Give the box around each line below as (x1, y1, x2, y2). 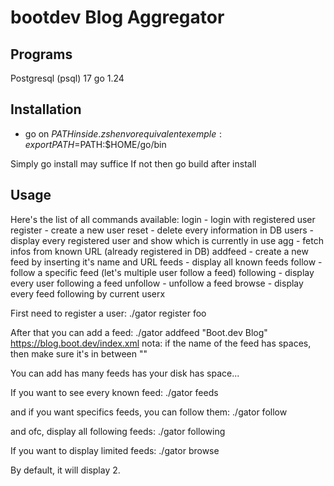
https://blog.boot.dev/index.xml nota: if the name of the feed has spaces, (10, 337, 312, 349)
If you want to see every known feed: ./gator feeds (10, 386, 219, 398)
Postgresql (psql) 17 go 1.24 (10, 72, 125, 84)
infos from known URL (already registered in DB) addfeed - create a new (10, 245, 309, 257)
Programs (10, 46, 73, 63)
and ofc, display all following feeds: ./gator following (10, 425, 226, 437)
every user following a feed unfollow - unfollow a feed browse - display (10, 277, 304, 289)
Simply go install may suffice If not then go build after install (10, 157, 257, 170)
